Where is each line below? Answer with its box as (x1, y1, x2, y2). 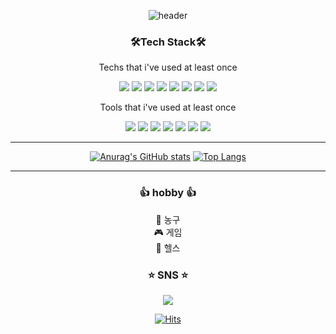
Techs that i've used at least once (98, 61, 238, 74)
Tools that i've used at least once (99, 101, 237, 114)
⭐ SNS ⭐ (147, 268, 189, 282)
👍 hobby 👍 (139, 186, 197, 200)
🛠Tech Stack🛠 (129, 35, 207, 49)
